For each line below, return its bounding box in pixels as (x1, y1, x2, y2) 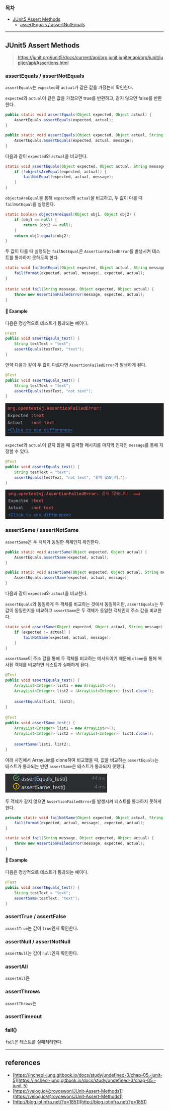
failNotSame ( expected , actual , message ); (23, 635, 112, 640)
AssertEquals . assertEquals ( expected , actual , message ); (14, 138, 134, 143)
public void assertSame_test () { (5, 721, 75, 726)
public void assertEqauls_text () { (5, 336, 80, 341)
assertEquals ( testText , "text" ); (14, 347, 84, 352)
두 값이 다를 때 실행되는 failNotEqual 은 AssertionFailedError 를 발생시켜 (5, 248, 151, 255)
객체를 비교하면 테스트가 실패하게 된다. (14, 662, 90, 668)
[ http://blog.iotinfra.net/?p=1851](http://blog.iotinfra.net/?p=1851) (12, 1098, 147, 1104)
